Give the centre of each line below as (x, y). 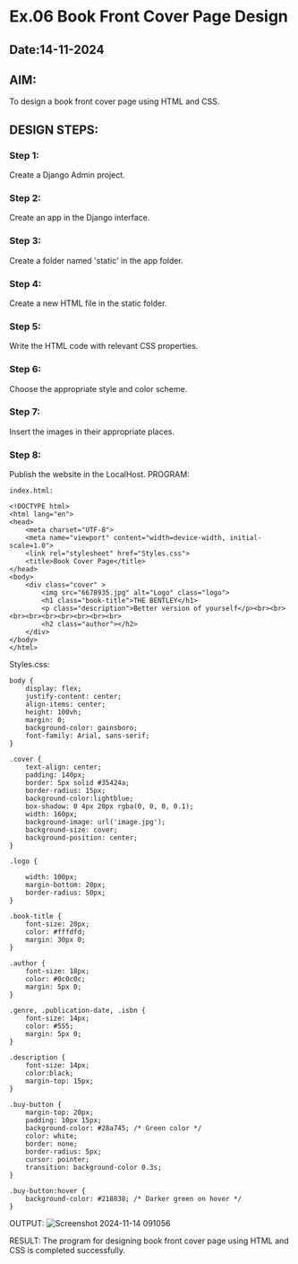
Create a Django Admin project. (67, 175)
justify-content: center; (74, 697)
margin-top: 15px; (60, 1081)
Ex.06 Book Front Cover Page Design (149, 17)
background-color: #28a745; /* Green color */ (114, 1129)
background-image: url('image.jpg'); (96, 823)
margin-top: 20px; (60, 1113)
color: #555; (50, 1026)
